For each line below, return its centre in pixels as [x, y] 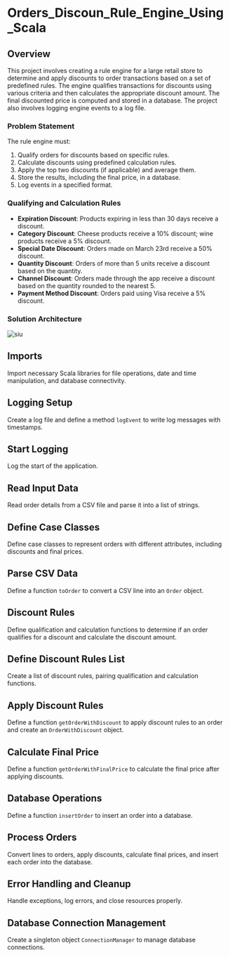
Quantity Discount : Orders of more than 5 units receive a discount [114, 263]
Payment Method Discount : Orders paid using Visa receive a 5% [111, 293]
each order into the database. [50, 861]
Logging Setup [40, 403]
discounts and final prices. [46, 551]
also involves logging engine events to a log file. [76, 108]
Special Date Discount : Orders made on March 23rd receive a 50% [115, 248]
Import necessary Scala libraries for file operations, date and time [102, 373]
